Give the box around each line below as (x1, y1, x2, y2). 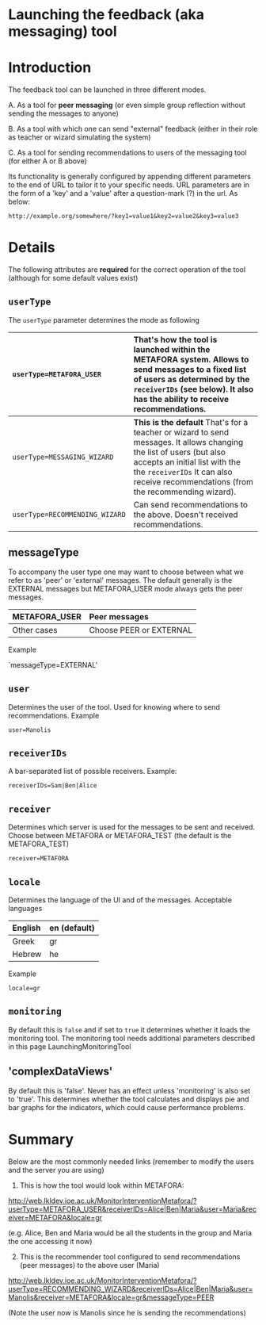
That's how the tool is (133, 334, 218, 345)
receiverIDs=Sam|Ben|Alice (8, 782, 97, 790)
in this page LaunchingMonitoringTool (8, 1041, 131, 1051)
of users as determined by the (133, 373, 250, 385)
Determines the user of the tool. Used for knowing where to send (8, 702, 220, 711)
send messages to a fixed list (133, 363, 247, 374)
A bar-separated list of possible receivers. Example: (8, 767, 177, 776)
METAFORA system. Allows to (133, 354, 249, 365)
